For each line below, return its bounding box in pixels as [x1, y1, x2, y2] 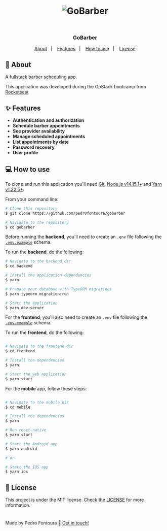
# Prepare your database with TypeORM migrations [5, 286, 112, 291]
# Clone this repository [5, 206, 58, 211]
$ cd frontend [5, 349, 35, 354]
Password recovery [12, 144, 55, 150]
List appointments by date [12, 139, 69, 145]
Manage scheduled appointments [12, 134, 85, 140]
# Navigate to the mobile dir [5, 400, 69, 405]
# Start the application [5, 301, 58, 306]
